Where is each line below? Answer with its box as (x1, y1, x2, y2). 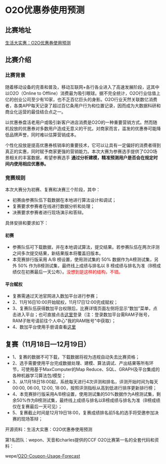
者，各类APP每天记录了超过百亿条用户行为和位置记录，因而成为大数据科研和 (5, 103, 161, 108)
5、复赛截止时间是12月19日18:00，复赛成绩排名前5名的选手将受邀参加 (12, 410, 155, 416)
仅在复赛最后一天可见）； (12, 404, 63, 410)
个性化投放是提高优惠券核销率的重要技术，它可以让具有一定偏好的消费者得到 (5, 142, 161, 148)
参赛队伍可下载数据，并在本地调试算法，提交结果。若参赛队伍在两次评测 (12, 244, 160, 250)
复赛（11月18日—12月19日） (5, 340, 90, 348)
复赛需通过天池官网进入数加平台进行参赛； (12, 293, 99, 299)
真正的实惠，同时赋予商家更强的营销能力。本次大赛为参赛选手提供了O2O (5, 148, 153, 154)
